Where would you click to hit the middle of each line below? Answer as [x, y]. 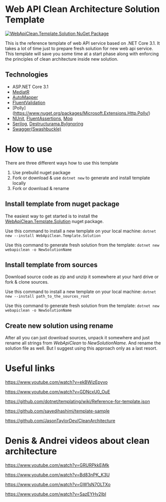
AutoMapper [25, 97]
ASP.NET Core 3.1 [30, 87]
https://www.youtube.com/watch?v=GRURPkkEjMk [57, 465]
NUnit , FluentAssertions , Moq [42, 118]
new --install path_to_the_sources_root [48, 297]
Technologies [27, 75]
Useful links [30, 368]
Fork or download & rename [41, 188]
